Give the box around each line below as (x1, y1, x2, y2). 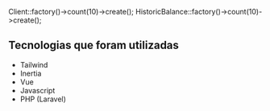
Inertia (19, 68, 42, 78)
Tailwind (19, 60, 48, 69)
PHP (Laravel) (19, 94, 67, 104)
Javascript (19, 85, 56, 95)
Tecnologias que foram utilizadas (8, 39, 180, 52)
